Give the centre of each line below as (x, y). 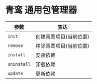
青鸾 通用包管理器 (41, 10)
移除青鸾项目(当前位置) (62, 46)
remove (15, 45)
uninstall (19, 64)
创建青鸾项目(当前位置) (62, 37)
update (15, 73)
